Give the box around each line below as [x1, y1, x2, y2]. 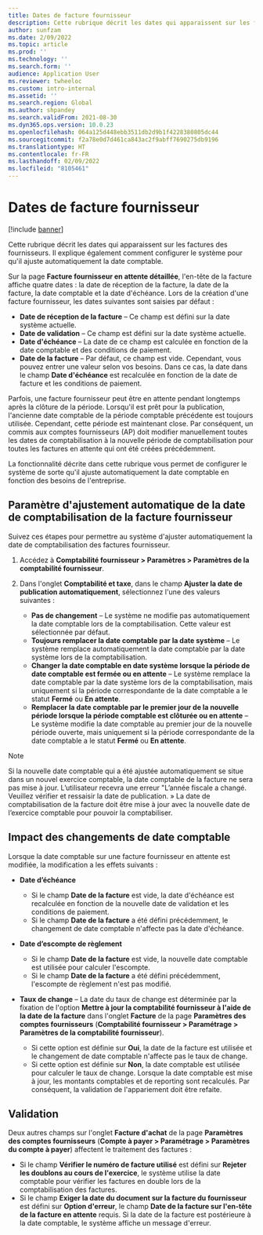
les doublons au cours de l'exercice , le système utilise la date [19, 1168, 221, 1178]
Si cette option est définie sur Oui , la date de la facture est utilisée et [31, 1043, 253, 1052]
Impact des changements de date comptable [8, 831, 231, 844]
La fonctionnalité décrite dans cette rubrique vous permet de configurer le [8, 459, 247, 468]
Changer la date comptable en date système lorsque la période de [31, 660, 250, 670]
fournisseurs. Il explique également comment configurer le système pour [8, 248, 243, 258]
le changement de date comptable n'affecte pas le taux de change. [31, 1051, 248, 1061]
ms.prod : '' [8, 48, 47, 56]
